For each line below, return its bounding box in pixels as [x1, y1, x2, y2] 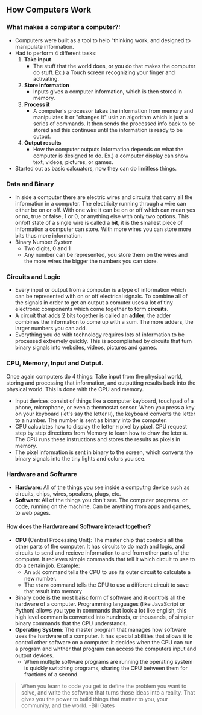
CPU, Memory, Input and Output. [6, 359, 104, 367]
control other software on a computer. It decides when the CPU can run [14, 639, 193, 646]
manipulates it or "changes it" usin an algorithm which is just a [33, 113, 188, 121]
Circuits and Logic [6, 272, 61, 281]
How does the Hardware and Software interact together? [6, 523, 151, 530]
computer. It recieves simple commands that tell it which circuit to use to [14, 556, 195, 563]
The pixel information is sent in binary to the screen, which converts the [14, 449, 194, 456]
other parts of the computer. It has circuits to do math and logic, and [14, 543, 185, 550]
